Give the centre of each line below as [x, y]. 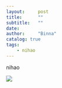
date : [13, 28]
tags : [13, 45]
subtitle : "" [25, 23]
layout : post [27, 12]
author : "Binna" [32, 34]
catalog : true [24, 39]
